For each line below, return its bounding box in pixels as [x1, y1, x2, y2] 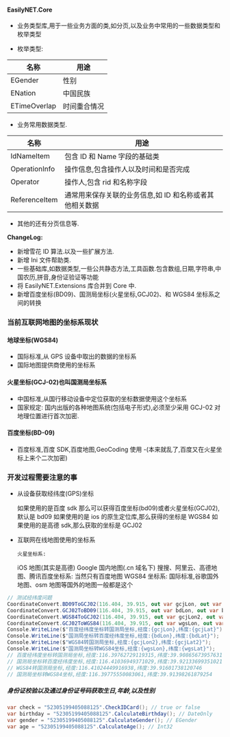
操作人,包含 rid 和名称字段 [64, 178, 147, 187]
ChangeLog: [7, 233, 43, 241]
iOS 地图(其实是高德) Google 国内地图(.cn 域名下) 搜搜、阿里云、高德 [16, 564, 212, 572]
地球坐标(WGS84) [7, 336, 58, 344]
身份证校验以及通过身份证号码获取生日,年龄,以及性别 [7, 686, 155, 694]
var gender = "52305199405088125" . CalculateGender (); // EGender [7, 717, 197, 724]
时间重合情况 [62, 101, 105, 111]
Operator [10, 177, 40, 186]
